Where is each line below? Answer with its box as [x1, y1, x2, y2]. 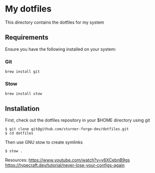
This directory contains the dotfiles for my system [5, 19, 104, 25]
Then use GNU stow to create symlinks [5, 139, 83, 145]
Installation [5, 104, 40, 113]
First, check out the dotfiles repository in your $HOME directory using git [5, 117, 150, 123]
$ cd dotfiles [5, 131, 34, 136]
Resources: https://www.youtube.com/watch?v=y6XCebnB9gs [5, 157, 130, 163]
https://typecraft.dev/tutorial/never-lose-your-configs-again [5, 162, 125, 168]
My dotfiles [5, 3, 52, 14]
